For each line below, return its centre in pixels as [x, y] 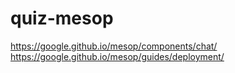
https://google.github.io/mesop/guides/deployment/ [117, 56]
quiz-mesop [62, 18]
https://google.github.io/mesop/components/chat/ [114, 46]
